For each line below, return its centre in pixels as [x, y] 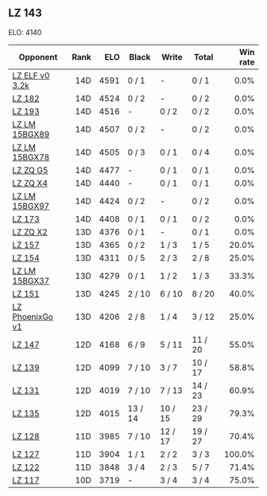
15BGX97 [31, 206]
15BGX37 [31, 281]
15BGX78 [31, 157]
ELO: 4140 [25, 32]
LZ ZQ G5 [30, 170]
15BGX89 [31, 134]
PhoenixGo [33, 317]
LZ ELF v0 [31, 75]
